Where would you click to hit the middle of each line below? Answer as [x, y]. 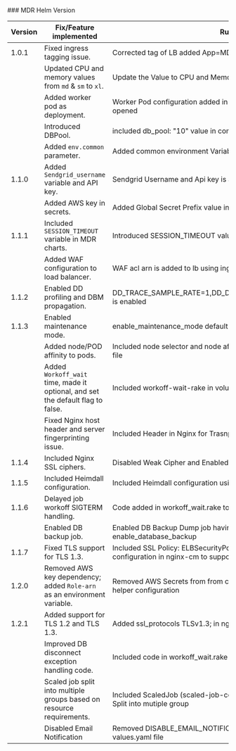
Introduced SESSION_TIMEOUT [164, 235]
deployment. [65, 115]
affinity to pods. [70, 355]
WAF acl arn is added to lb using [165, 268]
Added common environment [160, 151]
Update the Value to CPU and [160, 77]
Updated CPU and [74, 68]
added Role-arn [70, 586]
